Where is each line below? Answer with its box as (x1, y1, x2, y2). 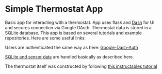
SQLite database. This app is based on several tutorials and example (5, 30, 142, 36)
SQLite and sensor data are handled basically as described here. (5, 54, 134, 59)
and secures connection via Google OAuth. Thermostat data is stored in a (5, 24, 152, 30)
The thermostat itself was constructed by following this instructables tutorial (5, 63, 158, 69)
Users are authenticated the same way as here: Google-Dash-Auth (5, 44, 138, 50)
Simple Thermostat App (5, 3, 103, 15)
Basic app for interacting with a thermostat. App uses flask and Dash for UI (5, 19, 155, 25)
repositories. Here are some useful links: (5, 35, 86, 41)
